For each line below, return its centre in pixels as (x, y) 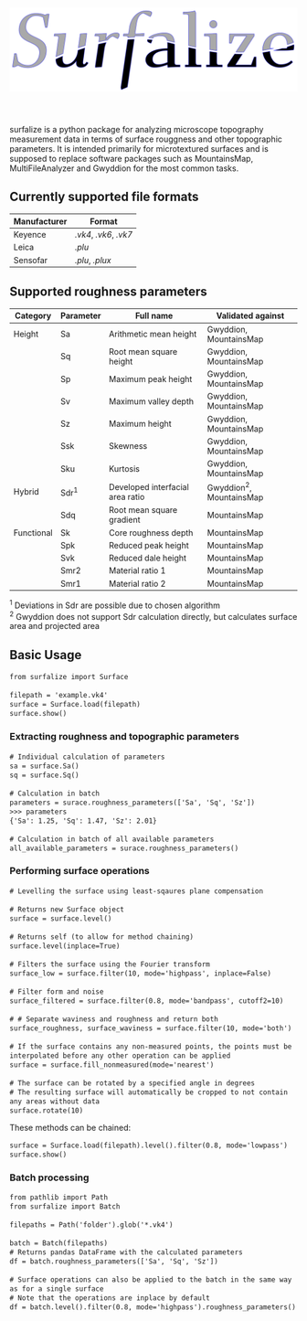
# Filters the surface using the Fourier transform (110, 964)
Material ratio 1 (138, 570)
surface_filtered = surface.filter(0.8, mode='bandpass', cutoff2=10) (147, 1001)
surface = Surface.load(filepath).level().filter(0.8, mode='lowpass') (148, 1145)
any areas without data (55, 1101)
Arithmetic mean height (153, 334)
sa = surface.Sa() (44, 766)
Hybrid (26, 492)
